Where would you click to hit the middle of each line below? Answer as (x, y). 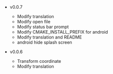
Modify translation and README (49, 37)
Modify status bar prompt (43, 27)
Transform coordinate (39, 61)
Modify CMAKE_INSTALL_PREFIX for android (62, 32)
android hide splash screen (44, 42)
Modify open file (34, 22)
